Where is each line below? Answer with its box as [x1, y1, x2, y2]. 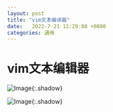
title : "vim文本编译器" [7, 16, 70, 23]
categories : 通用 [7, 29, 55, 36]
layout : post [7, 10, 45, 17]
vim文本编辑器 [7, 61, 90, 76]
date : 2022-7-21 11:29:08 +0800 [7, 23, 107, 30]
